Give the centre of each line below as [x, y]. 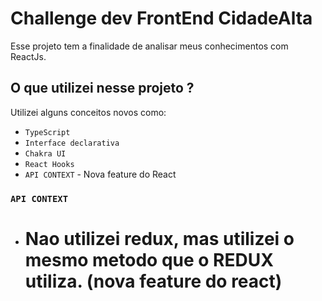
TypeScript [47, 132]
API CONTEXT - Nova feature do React [100, 174]
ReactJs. [28, 56]
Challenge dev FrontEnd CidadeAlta [161, 18]
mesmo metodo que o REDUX [149, 259]
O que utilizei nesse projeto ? [102, 88]
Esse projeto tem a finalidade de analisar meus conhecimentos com [149, 46]
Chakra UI [45, 153]
